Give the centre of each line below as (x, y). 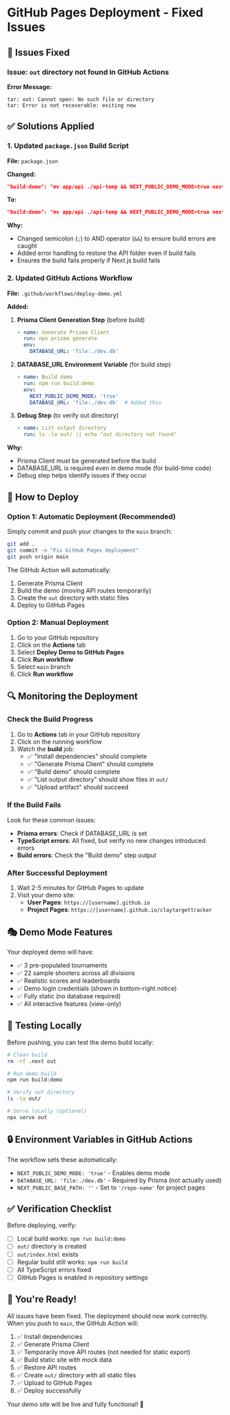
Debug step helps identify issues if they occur (82, 476)
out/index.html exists (48, 1254)
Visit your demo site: (46, 895)
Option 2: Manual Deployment (58, 623)
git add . (21, 544)
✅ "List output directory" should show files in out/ (98, 779)
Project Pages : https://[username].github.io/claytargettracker (119, 910)
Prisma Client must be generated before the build (86, 461)
